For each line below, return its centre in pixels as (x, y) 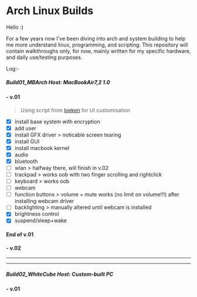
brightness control (37, 214)
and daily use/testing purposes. (44, 57)
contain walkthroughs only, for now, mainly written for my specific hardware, (98, 51)
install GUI (27, 141)
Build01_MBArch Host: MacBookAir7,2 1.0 (58, 82)
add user (25, 128)
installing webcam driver (44, 201)
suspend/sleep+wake (41, 221)
